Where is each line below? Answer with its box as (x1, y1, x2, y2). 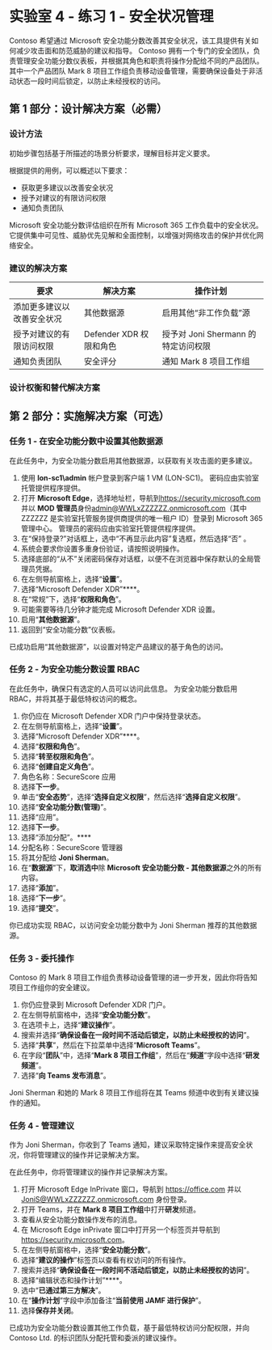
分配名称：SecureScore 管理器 (20, 842, 123, 852)
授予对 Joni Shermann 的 (161, 328, 257, 340)
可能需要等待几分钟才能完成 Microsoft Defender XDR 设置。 (20, 604, 220, 614)
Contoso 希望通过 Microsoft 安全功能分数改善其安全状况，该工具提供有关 (9, 36, 252, 45)
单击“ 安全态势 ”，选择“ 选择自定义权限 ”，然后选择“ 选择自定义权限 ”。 (20, 792, 245, 802)
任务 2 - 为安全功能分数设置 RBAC (9, 664, 140, 675)
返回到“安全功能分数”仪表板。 (20, 624, 120, 634)
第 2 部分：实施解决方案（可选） (9, 409, 170, 423)
